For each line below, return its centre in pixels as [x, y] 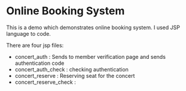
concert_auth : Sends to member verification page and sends [90, 57]
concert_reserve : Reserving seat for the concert [75, 76]
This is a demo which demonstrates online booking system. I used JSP [93, 27]
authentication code [39, 63]
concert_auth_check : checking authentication [71, 69]
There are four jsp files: [35, 45]
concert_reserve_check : [45, 82]
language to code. [28, 33]
